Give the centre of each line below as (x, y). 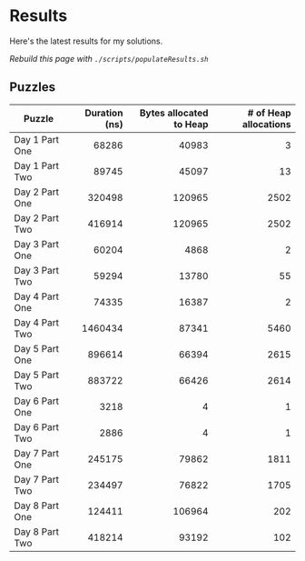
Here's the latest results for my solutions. (86, 41)
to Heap (191, 124)
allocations (266, 124)
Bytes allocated (174, 113)
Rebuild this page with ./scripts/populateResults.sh (109, 58)
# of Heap (269, 113)
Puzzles (33, 87)
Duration (104, 113)
